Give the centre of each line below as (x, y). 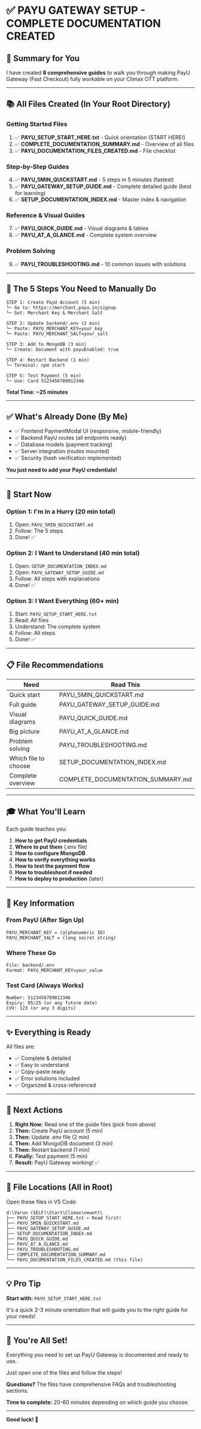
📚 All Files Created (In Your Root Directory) (88, 104)
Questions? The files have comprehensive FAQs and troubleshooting (91, 1384)
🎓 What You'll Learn (46, 811)
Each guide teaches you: (37, 829)
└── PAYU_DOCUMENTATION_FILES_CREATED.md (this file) (75, 1260)
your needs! (21, 1316)
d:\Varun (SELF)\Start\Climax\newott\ (54, 1212)
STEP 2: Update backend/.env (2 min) (53, 324)
